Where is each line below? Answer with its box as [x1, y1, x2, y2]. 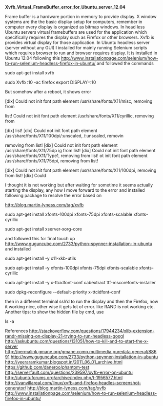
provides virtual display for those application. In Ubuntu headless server [5, 40, 150, 45]
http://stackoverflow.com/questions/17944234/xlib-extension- [29, 328, 155, 334]
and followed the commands [97, 61, 154, 66]
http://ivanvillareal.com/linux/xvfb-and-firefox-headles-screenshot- [5, 380, 142, 385]
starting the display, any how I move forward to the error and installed [5, 187, 145, 193]
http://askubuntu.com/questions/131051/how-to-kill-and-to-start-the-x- [5, 338, 149, 344]
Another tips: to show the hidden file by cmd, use [5, 309, 104, 315]
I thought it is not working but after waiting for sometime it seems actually [5, 182, 153, 188]
